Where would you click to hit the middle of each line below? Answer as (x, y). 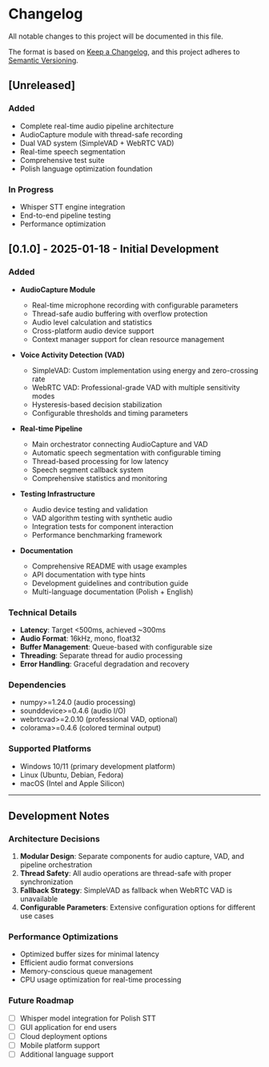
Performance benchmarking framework (97, 535)
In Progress (31, 189)
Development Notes (59, 816)
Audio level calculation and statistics (92, 322)
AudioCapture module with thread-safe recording (101, 134)
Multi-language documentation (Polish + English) (112, 592)
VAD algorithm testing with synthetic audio (102, 518)
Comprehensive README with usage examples (109, 566)
